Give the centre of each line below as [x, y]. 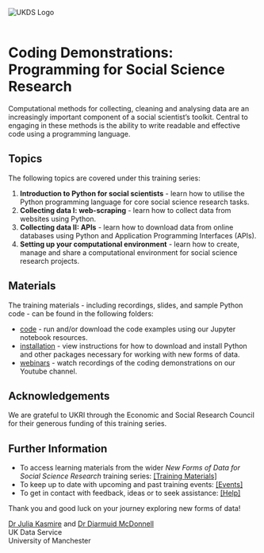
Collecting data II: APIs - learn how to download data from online [126, 227]
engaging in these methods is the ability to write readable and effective [124, 125]
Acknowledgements [59, 396]
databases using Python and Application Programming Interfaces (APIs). [138, 235]
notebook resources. [54, 337]
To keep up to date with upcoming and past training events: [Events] [131, 485]
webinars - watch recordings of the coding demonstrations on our [127, 362]
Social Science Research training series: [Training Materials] [118, 476]
